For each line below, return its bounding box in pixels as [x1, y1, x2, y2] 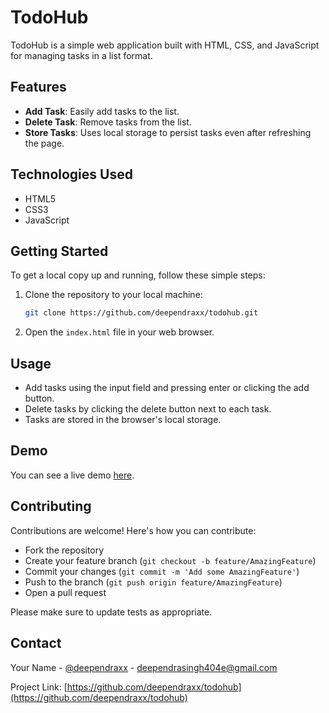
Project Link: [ [10, 681, 68, 693]
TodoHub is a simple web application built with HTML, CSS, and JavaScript [10, 39, 320, 51]
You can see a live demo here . [10, 469, 135, 481]
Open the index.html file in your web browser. [24, 326, 215, 338]
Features [10, 79, 67, 96]
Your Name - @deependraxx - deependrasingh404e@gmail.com [10, 661, 278, 673]
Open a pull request [24, 586, 107, 598]
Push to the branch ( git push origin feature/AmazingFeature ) [24, 576, 283, 588]
